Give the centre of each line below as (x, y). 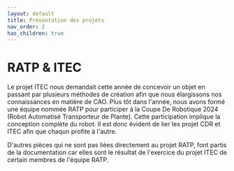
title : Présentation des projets (56, 20)
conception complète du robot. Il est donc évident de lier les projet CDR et (114, 124)
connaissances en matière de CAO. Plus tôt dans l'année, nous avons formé (116, 102)
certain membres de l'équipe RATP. (58, 160)
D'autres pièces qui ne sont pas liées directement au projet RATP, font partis (117, 145)
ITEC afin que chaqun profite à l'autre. (62, 132)
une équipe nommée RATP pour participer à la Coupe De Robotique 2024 (113, 110)
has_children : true (36, 33)
